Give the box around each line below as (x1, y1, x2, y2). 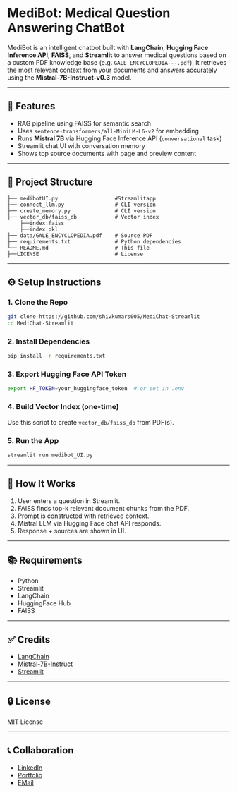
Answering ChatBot (7, 20, 125, 36)
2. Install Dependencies (7, 337, 90, 346)
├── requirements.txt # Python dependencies (7, 238, 181, 245)
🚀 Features (7, 100, 56, 112)
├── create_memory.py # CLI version (7, 207, 157, 214)
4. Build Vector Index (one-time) (7, 402, 120, 412)
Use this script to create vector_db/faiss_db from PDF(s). (7, 418, 174, 426)
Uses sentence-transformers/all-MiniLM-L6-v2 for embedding (17, 126, 200, 135)
